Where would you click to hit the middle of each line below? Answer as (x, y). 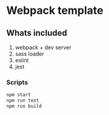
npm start (19, 95)
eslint (22, 60)
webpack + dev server (43, 47)
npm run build (24, 107)
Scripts (17, 82)
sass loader (29, 54)
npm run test (23, 100)
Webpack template (55, 11)
